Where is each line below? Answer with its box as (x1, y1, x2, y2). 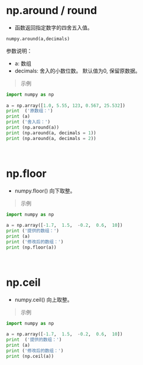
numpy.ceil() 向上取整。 (14, 296, 73, 303)
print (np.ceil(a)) (6, 353, 54, 359)
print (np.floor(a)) (6, 244, 57, 250)
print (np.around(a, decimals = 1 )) (6, 130, 96, 136)
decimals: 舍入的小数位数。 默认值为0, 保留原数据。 (14, 67, 141, 74)
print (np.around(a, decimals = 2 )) (6, 135, 96, 141)
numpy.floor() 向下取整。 (14, 187, 76, 194)
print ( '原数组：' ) (6, 108, 53, 114)
